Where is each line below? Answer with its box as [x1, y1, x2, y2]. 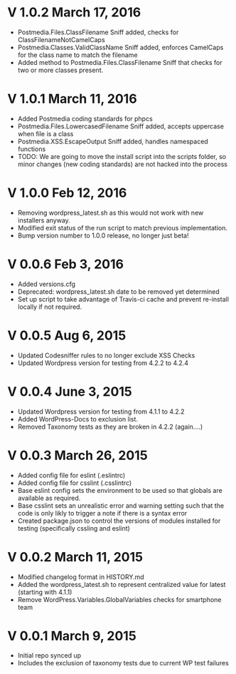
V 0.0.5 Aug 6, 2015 [7, 327, 127, 343]
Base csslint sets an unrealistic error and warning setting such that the [17, 501, 225, 510]
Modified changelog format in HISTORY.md [17, 572, 144, 581]
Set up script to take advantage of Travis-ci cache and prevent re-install [17, 295, 230, 303]
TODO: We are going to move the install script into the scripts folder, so [17, 152, 226, 160]
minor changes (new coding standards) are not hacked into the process [17, 160, 227, 168]
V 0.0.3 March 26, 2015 [7, 447, 148, 464]
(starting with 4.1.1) [17, 588, 73, 596]
